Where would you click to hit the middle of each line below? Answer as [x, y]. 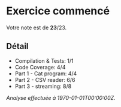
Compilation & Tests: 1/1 [44, 60]
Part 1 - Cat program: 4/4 [46, 74]
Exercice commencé [58, 11]
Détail [17, 46]
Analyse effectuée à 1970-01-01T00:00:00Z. [61, 97]
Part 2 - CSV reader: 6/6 [45, 80]
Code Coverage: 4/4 [40, 67]
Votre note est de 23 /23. [37, 27]
